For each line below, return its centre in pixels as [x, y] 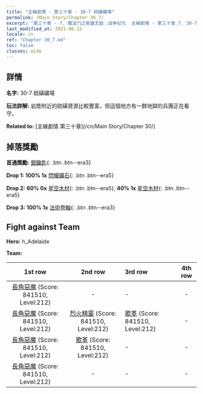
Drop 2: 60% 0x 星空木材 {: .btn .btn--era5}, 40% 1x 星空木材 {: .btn [90, 189]
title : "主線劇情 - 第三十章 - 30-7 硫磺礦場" [60, 12]
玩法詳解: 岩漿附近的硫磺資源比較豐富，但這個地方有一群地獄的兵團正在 [95, 106]
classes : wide [24, 51]
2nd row [93, 272]
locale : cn [20, 34]
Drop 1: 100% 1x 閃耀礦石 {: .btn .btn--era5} [60, 175]
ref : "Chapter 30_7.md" [36, 40]
